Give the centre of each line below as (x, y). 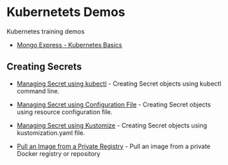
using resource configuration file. (65, 111)
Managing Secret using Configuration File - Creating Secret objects (114, 104)
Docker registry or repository (58, 153)
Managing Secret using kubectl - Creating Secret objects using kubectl (119, 84)
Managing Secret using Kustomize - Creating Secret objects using (112, 125)
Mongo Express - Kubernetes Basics (69, 45)
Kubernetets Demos (66, 12)
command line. (38, 91)
